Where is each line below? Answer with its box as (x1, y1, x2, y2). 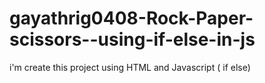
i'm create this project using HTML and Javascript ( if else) (9, 61, 251, 73)
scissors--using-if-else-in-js (9, 28, 256, 51)
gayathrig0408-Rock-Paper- (9, 7, 254, 30)
